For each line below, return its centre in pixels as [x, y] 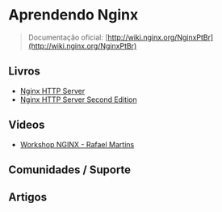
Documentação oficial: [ [68, 37]
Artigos [27, 197]
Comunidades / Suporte [70, 170]
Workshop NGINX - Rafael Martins [77, 144]
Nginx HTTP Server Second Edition [78, 100]
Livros [24, 72]
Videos [27, 125]
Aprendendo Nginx [73, 15]
